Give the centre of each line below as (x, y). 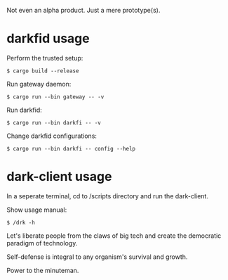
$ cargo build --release (43, 71)
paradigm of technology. (42, 243)
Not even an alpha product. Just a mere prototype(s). (83, 10)
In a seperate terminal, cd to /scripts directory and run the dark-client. (107, 196)
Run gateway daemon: (39, 84)
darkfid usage (48, 39)
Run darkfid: (25, 110)
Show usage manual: (37, 210)
